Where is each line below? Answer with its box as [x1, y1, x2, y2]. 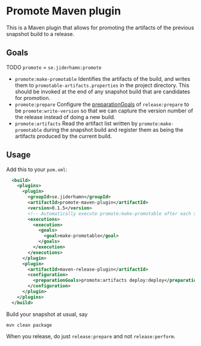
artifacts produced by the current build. [14, 132, 112, 139]
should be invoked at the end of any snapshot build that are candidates [14, 88, 190, 95]
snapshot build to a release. [6, 30, 75, 37]
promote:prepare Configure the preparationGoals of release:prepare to [14, 101, 190, 108]
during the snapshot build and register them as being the [43, 126, 184, 133]
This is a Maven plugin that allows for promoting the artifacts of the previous [6, 24, 194, 31]
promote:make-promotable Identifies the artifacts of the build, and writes [14, 75, 190, 82]
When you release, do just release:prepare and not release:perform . [6, 332, 175, 339]
